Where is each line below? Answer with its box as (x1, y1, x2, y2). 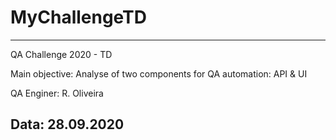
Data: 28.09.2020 (10, 116, 125, 133)
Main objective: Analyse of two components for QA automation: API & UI (10, 67, 308, 80)
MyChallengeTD (10, 6, 148, 29)
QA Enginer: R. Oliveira (10, 87, 104, 99)
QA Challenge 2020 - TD (10, 48, 113, 60)
